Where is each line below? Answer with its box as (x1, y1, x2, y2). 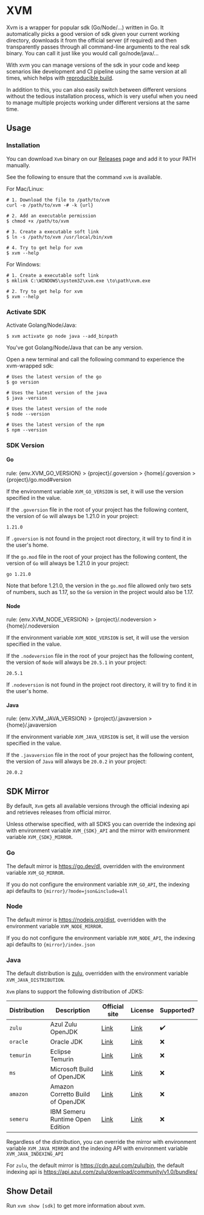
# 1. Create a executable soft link (6, 272, 99, 278)
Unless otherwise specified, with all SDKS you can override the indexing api (6, 821, 196, 828)
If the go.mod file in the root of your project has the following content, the (6, 553, 188, 561)
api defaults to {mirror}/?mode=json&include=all (6, 887, 128, 894)
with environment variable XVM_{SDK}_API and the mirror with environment (6, 827, 190, 834)
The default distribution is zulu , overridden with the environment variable (6, 970, 189, 977)
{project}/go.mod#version (6, 476, 72, 484)
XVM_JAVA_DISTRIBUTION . (6, 976, 66, 984)
